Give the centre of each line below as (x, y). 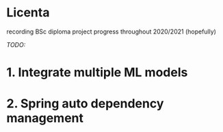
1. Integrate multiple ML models (97, 72)
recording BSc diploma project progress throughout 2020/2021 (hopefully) (112, 31)
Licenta (28, 13)
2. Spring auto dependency (85, 104)
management (45, 118)
